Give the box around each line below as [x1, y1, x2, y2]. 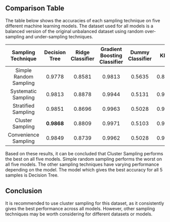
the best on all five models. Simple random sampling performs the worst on [5, 156, 162, 162]
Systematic [10, 87, 37, 95]
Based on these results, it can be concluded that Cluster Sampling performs [5, 150, 163, 156]
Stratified [12, 102, 34, 109]
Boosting [100, 52, 122, 59]
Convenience [8, 131, 39, 138]
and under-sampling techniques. [25, 33, 94, 39]
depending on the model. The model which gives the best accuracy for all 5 [5, 166, 163, 172]
